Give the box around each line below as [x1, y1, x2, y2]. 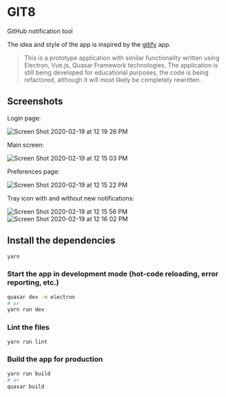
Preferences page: [7, 167, 60, 176]
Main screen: [7, 141, 45, 149]
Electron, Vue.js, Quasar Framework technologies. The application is [23, 61, 218, 69]
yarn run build [7, 370, 51, 377]
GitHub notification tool [7, 27, 74, 35]
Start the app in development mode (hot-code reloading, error [7, 269, 219, 279]
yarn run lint [7, 338, 48, 345]
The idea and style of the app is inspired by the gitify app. [7, 40, 171, 48]
